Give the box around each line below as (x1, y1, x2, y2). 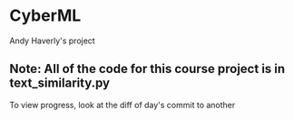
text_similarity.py (9, 76, 111, 91)
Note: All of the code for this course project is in (9, 61, 286, 77)
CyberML (9, 5, 82, 26)
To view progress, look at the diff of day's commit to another (9, 99, 236, 110)
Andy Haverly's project (9, 35, 95, 46)
